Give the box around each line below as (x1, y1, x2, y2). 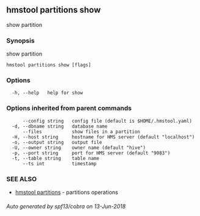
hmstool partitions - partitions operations (15, 189, 118, 196)
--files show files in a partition (22, 128, 140, 135)
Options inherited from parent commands (6, 104, 132, 112)
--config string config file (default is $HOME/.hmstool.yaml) (22, 118, 192, 124)
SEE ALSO (6, 175, 37, 183)
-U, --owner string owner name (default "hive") (12, 145, 146, 151)
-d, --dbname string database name (12, 123, 108, 129)
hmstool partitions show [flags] (6, 62, 91, 68)
